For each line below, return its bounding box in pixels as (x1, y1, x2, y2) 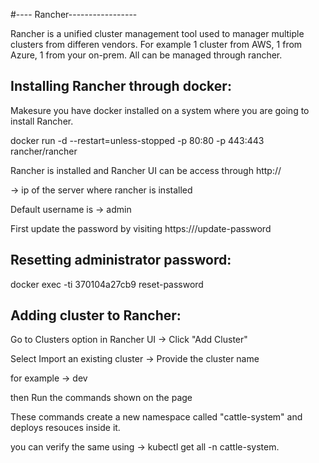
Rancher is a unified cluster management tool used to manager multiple (10, 28, 305, 39)
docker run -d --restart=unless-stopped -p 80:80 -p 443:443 (10, 134, 265, 146)
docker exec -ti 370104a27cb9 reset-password (10, 278, 204, 290)
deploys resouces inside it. (10, 422, 121, 434)
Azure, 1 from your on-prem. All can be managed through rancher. (10, 49, 283, 61)
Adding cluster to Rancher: (10, 307, 182, 324)
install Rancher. (10, 115, 74, 127)
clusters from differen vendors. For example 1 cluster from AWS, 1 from (10, 39, 303, 50)
